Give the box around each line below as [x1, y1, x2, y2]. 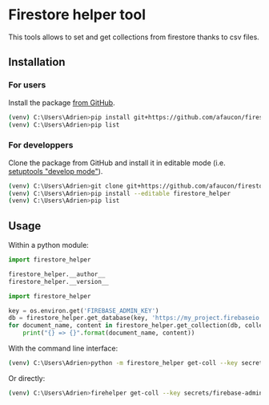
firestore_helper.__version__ [8, 277, 110, 286]
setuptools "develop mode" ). [8, 166, 103, 176]
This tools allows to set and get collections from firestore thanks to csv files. [8, 32, 260, 42]
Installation [8, 55, 66, 69]
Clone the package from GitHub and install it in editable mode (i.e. [8, 158, 226, 168]
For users [8, 79, 46, 91]
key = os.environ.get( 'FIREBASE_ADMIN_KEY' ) [8, 306, 159, 314]
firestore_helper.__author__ [8, 270, 106, 278]
